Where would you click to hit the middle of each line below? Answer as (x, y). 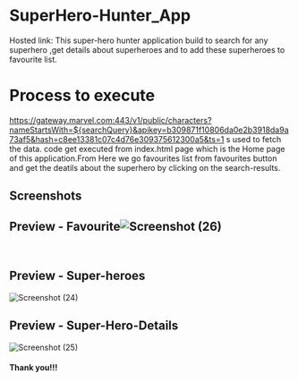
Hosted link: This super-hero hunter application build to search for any (139, 40)
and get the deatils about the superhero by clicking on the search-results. (145, 167)
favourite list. (34, 59)
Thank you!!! (34, 368)
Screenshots (46, 196)
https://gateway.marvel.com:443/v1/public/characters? (111, 120)
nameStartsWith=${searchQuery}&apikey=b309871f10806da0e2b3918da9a (149, 130)
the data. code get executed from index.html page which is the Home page (147, 149)
